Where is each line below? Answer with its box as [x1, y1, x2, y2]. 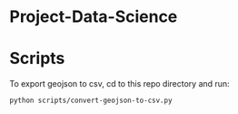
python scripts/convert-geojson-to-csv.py [9, 96, 173, 106]
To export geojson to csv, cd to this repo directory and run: [9, 78, 230, 89]
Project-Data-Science [9, 6, 178, 27]
